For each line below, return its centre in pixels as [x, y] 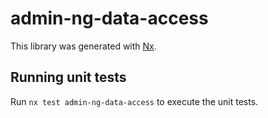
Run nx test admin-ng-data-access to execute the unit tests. [134, 101]
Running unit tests [68, 77]
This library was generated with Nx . [83, 46]
